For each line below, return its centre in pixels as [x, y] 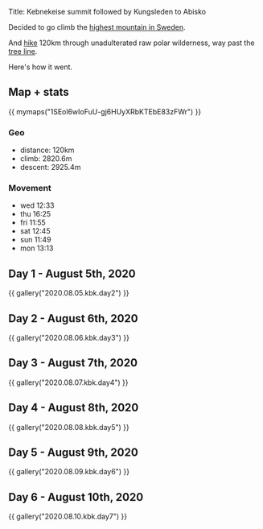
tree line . [23, 51]
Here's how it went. [41, 67]
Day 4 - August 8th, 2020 [74, 408]
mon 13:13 [37, 248]
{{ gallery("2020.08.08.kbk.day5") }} [69, 427]
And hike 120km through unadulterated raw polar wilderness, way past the [131, 43]
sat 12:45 [35, 231]
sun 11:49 [35, 240]
